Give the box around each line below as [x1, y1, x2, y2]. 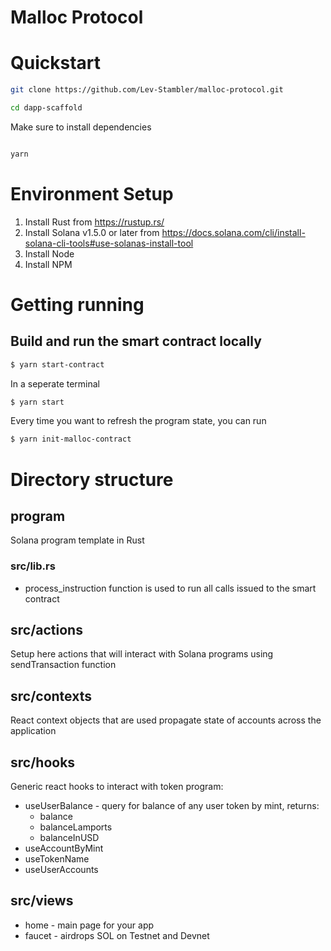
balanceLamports [39, 821, 113, 833]
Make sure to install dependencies [10, 121, 152, 133]
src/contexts [10, 687, 92, 705]
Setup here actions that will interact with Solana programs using [10, 648, 274, 660]
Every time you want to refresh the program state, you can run [10, 415, 267, 427]
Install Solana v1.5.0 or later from [24, 226, 160, 238]
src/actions [10, 622, 83, 638]
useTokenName [24, 853, 90, 865]
